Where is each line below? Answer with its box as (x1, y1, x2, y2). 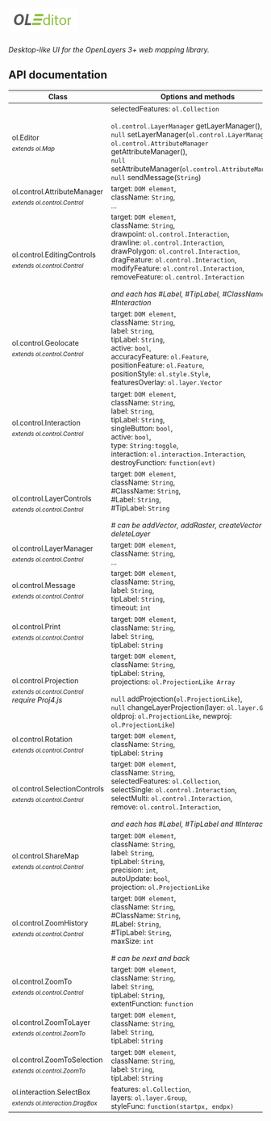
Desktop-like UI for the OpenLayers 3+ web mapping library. (8, 44, 210, 54)
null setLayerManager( (110, 129, 189, 139)
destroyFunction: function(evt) (110, 457, 216, 467)
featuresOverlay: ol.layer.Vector (110, 378, 223, 388)
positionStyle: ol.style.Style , (110, 369, 211, 379)
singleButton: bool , (110, 423, 173, 433)
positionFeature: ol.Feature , (110, 360, 205, 370)
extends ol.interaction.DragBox (11, 1099, 98, 1108)
